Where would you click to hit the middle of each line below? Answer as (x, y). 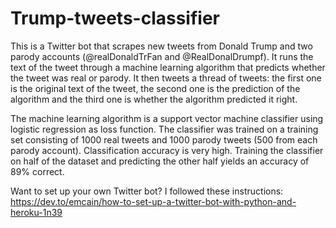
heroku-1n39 (36, 212)
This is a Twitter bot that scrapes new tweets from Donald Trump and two (161, 46)
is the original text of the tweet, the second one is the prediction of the (155, 88)
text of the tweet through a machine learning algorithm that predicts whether (168, 67)
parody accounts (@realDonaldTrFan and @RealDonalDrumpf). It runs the (162, 56)
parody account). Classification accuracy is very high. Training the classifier (167, 150)
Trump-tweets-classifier (115, 18)
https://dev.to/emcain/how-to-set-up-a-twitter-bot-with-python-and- (153, 201)
